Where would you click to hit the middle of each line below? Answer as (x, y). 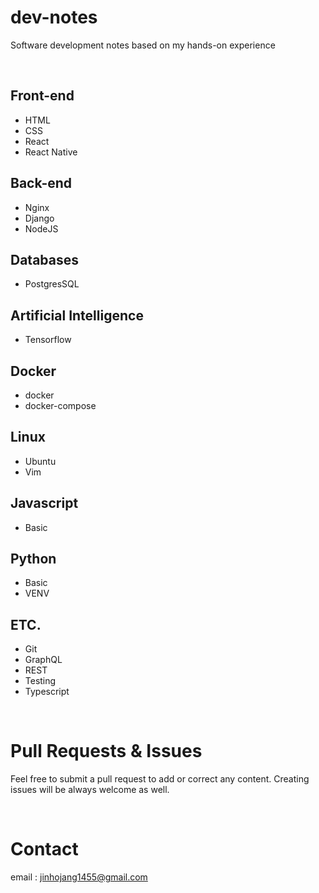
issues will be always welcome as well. (90, 790)
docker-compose (60, 405)
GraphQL (43, 660)
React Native (51, 152)
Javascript (44, 503)
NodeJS (41, 228)
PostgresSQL (52, 284)
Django (39, 218)
